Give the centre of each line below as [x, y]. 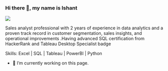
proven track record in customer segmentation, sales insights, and [73, 33]
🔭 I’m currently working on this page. [50, 63]
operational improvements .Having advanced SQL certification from [75, 39]
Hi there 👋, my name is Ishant [41, 8]
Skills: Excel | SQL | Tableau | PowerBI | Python [54, 54]
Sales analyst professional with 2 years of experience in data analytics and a [84, 28]
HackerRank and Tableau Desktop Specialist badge [58, 44]
